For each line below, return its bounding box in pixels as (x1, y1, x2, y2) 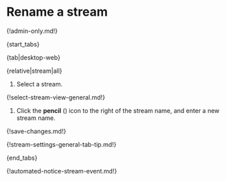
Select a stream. (16, 80, 63, 88)
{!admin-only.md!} (6, 27, 58, 35)
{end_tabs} (6, 154, 38, 162)
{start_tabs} (6, 40, 40, 48)
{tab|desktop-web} (6, 53, 61, 62)
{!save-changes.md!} (6, 127, 67, 135)
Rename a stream (6, 4, 108, 20)
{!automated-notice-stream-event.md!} (6, 167, 117, 175)
